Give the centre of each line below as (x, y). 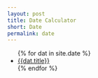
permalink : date (31, 33)
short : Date (24, 27)
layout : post (26, 14)
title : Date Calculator (42, 20)
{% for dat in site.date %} (54, 53)
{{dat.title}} (34, 61)
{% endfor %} (37, 68)
